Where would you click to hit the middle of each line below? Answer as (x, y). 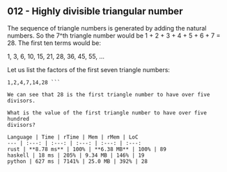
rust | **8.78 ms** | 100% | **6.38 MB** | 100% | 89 (87, 149)
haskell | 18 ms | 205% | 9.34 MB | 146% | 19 (76, 155)
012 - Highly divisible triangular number (95, 11)
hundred (18, 119)
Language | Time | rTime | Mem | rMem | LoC (73, 137)
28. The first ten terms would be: (54, 43)
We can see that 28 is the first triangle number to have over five (109, 94)
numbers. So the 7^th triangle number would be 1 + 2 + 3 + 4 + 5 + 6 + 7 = (114, 35)
